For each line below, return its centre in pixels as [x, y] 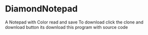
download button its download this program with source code [66, 27]
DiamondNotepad [41, 9]
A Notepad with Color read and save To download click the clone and [74, 22]
